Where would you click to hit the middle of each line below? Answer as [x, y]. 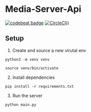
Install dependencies [34, 77]
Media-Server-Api [43, 9]
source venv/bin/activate [32, 68]
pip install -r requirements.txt [40, 86]
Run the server [27, 96]
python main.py [21, 105]
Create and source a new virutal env [49, 50]
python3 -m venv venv [27, 59]
